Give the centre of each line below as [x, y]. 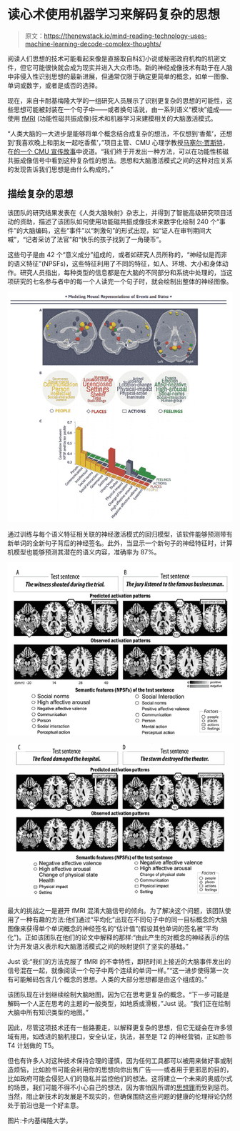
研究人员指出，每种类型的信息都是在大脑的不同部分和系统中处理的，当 [123, 272]
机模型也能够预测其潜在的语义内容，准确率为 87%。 [84, 552]
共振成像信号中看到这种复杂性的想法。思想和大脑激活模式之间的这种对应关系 [120, 160]
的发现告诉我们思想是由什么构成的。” [61, 169]
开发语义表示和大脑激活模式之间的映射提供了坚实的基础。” [104, 947]
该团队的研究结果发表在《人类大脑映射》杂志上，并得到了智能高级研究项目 [117, 212]
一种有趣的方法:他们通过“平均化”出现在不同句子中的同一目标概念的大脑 [124, 920]
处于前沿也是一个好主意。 [45, 1105]
